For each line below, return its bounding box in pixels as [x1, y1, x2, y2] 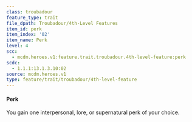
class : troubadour [6, 8, 53, 15]
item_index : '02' [6, 32, 50, 38]
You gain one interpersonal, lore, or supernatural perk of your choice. [6, 109, 180, 116]
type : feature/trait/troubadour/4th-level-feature [6, 76, 137, 83]
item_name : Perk [6, 37, 47, 43]
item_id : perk [6, 25, 43, 32]
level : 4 [6, 43, 29, 49]
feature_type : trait [6, 15, 59, 21]
